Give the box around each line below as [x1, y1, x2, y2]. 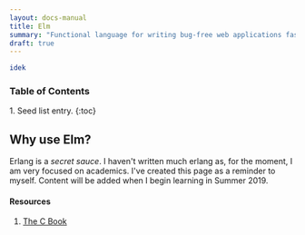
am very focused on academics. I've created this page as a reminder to [9, 165, 276, 177]
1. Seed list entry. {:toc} [9, 105, 97, 116]
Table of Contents [9, 85, 91, 98]
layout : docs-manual [9, 13, 88, 23]
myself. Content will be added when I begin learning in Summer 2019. [9, 175, 269, 186]
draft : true [9, 38, 54, 48]
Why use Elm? [9, 132, 92, 147]
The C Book [22, 216, 68, 227]
